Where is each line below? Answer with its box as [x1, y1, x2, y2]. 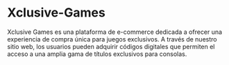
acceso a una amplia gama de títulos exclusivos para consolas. [7, 50, 187, 58]
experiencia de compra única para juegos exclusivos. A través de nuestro [7, 35, 217, 43]
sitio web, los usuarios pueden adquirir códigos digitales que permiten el [7, 42, 215, 50]
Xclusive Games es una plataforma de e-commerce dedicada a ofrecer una [7, 28, 223, 36]
